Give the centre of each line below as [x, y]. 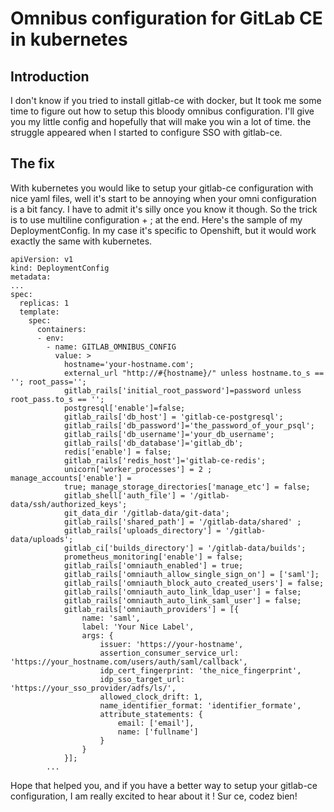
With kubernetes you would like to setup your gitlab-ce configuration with [162, 188]
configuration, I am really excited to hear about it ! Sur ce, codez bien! [154, 796]
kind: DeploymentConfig [60, 268]
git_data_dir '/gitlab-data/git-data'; [146, 513]
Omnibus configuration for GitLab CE [166, 18]
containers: [61, 329]
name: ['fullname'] [158, 732]
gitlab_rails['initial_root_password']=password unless [182, 390]
